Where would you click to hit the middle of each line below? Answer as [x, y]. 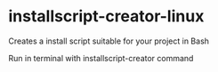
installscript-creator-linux [106, 16]
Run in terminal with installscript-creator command [101, 58]
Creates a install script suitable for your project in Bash [109, 41]
